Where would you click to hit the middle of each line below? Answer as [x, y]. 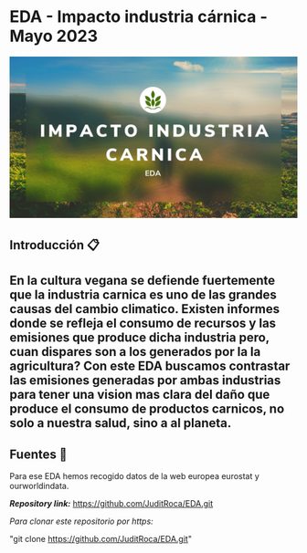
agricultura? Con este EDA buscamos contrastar [150, 366]
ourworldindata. [39, 486]
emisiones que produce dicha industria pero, [139, 338]
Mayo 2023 [54, 36]
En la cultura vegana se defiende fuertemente [143, 281]
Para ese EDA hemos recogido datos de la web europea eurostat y [135, 476]
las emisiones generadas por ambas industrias [145, 381]
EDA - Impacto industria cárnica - [138, 17]
